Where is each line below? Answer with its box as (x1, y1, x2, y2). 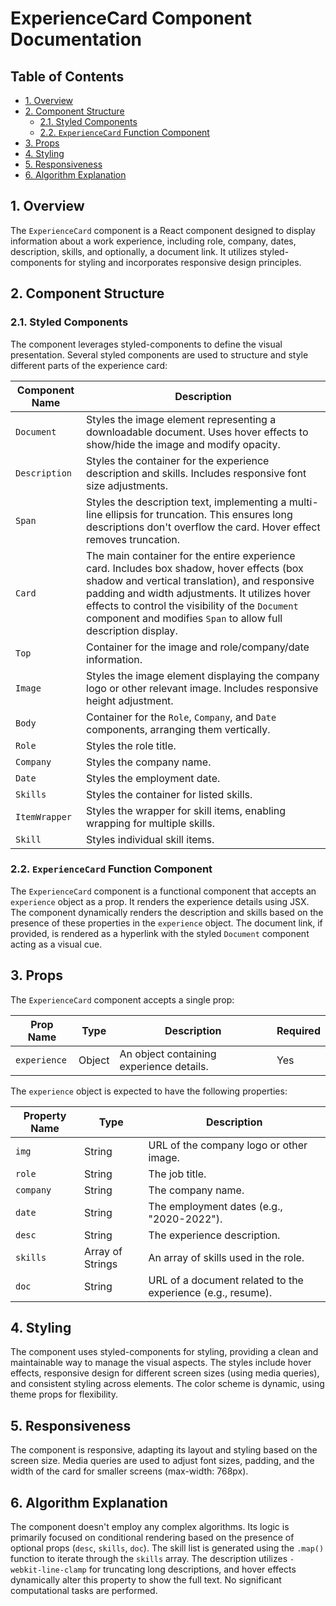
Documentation (10, 28, 143, 51)
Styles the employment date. (86, 771, 221, 785)
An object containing (119, 1047, 217, 1061)
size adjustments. (86, 478, 168, 492)
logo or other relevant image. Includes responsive (86, 681, 319, 695)
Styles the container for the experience (86, 453, 270, 467)
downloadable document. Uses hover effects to (86, 425, 309, 439)
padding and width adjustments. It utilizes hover (86, 586, 312, 600)
